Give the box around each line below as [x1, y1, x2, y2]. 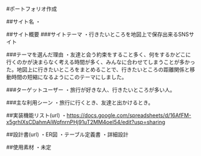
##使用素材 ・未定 [6, 143, 52, 151]
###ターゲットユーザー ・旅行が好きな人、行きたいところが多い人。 [6, 86, 176, 93]
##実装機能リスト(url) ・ [6, 112, 67, 119]
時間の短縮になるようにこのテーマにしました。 [11, 74, 127, 80]
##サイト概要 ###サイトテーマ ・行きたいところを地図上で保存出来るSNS [6, 31, 189, 38]
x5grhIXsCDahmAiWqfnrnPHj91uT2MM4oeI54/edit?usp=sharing [6, 119, 166, 125]
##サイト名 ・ [6, 18, 41, 25]
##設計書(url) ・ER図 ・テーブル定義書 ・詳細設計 [6, 131, 129, 138]
